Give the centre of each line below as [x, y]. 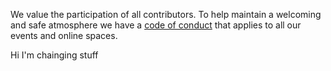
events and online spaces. [64, 35]
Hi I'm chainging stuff [54, 55]
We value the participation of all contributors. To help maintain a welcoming [166, 14]
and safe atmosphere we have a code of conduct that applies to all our [156, 25]
